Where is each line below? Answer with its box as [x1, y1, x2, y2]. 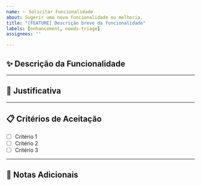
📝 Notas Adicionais [6, 170, 79, 180]
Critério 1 [14, 133, 38, 140]
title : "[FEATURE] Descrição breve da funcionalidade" [6, 20, 146, 26]
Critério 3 [14, 146, 39, 154]
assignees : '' [6, 31, 42, 37]
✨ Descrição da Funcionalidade [6, 58, 126, 69]
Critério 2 [14, 139, 39, 147]
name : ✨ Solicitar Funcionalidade [6, 8, 93, 15]
